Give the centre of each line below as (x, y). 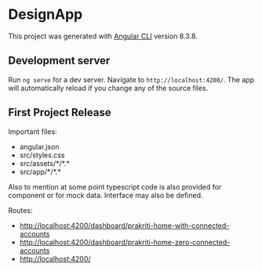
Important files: (33, 132)
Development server (59, 61)
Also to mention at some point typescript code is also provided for (115, 186)
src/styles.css (42, 155)
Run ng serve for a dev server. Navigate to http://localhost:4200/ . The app (131, 79)
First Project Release (60, 112)
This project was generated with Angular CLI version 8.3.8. (103, 36)
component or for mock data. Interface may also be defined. (106, 195)
